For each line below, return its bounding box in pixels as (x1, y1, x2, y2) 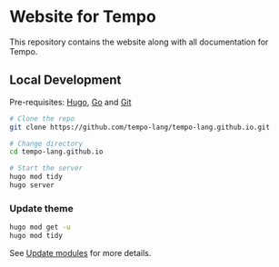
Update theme (9, 202, 75, 214)
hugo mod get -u (9, 222, 71, 232)
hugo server (9, 181, 55, 190)
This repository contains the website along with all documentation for (9, 36, 269, 47)
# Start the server (9, 163, 84, 173)
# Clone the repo (9, 114, 75, 124)
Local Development (9, 73, 122, 88)
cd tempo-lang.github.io (9, 147, 104, 156)
